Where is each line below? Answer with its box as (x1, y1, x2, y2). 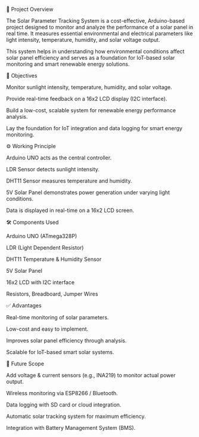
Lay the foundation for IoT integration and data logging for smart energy (6, 125, 183, 131)
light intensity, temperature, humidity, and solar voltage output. (6, 36, 160, 43)
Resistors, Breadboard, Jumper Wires (6, 290, 98, 297)
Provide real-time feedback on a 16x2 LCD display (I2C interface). (6, 96, 168, 102)
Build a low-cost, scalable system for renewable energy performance (6, 107, 176, 113)
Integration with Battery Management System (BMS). (6, 424, 136, 431)
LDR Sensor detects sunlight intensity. (6, 166, 100, 173)
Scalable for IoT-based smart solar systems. (6, 349, 114, 355)
